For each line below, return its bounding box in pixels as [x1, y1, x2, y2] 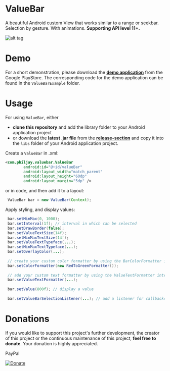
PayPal [5, 350, 20, 356]
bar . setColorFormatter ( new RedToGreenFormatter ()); [7, 263, 119, 268]
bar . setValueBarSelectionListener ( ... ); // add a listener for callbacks [7, 296, 166, 301]
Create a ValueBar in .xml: [5, 150, 59, 156]
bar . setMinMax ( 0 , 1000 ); [7, 217, 60, 222]
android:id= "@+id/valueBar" [23, 165, 82, 170]
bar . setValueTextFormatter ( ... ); [7, 277, 78, 283]
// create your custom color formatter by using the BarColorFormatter [7, 258, 162, 263]
